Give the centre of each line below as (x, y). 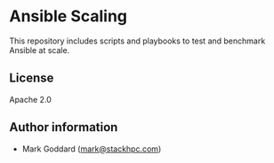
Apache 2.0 (30, 99)
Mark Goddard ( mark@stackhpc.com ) (92, 149)
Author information (64, 127)
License (32, 78)
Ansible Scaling (68, 16)
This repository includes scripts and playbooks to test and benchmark (137, 41)
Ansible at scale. (40, 50)
